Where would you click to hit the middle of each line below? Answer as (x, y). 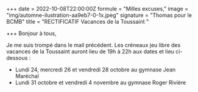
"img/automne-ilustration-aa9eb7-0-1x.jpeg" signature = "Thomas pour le (99, 15)
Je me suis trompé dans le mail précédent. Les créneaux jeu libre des (94, 45)
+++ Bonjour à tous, (31, 33)
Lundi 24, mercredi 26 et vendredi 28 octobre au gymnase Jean (95, 70)
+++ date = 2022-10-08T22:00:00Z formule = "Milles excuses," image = (97, 9)
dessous (17, 58)
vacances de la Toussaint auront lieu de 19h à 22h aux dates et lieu (90, 51)
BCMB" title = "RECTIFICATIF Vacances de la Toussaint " (78, 21)
